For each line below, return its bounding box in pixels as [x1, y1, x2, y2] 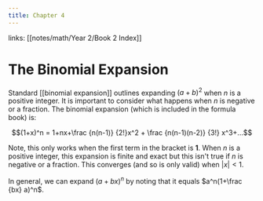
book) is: [8, 113, 37, 122]
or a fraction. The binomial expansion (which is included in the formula [8, 104, 236, 114]
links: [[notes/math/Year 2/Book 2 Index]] [8, 33, 142, 42]
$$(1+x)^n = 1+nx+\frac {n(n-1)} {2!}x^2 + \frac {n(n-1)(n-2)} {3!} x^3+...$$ [11, 128, 253, 137]
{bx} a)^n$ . [8, 185, 45, 194]
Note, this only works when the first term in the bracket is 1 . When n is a [8, 143, 241, 153]
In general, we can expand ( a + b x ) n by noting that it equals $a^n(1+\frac [8, 175, 243, 185]
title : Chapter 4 [8, 11, 65, 20]
